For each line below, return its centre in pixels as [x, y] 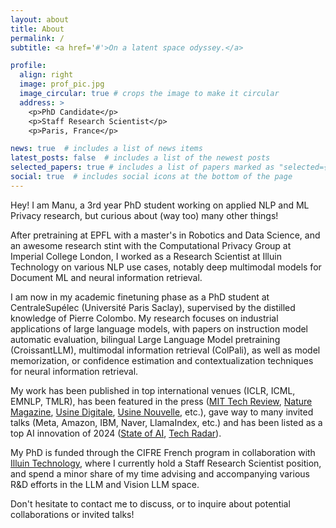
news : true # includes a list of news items [106, 149]
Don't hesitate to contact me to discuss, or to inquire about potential [150, 503]
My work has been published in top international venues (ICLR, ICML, [153, 390]
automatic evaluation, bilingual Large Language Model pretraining [145, 339]
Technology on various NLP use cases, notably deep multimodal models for [166, 267]
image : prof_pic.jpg [62, 84]
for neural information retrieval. [74, 371]
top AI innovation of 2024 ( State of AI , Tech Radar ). [116, 433]
